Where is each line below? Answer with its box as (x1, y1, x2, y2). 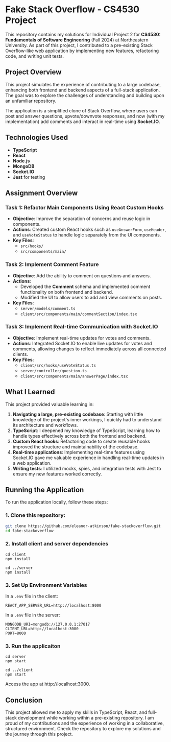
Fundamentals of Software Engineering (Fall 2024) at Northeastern (5, 37, 149, 43)
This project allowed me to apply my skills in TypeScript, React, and (5, 709, 148, 715)
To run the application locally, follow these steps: (5, 499, 108, 505)
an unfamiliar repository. (5, 98, 57, 104)
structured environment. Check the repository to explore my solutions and (5, 726, 161, 732)
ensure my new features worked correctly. (12, 471, 102, 477)
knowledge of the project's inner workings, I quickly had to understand (12, 416, 162, 422)
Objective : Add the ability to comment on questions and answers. (12, 272, 151, 279)
